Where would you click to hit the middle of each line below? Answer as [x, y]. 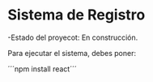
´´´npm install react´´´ [42, 69]
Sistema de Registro [76, 15]
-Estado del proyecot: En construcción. [73, 37]
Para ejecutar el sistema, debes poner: [72, 53]
